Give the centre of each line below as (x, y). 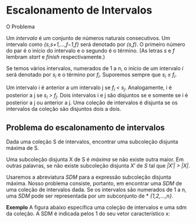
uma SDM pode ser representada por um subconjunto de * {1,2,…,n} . (90, 196)
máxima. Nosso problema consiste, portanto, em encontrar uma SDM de (94, 183)
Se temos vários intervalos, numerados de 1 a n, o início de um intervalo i (95, 68)
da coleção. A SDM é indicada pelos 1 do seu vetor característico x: (88, 214)
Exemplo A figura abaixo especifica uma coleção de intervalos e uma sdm (97, 208)
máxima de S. (23, 148)
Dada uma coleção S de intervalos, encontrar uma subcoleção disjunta (92, 142)
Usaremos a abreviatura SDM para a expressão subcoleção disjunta (89, 177)
